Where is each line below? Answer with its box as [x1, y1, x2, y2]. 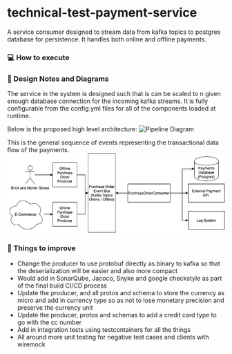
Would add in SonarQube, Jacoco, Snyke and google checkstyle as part [17, 274, 222, 282]
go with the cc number [17, 318, 82, 326]
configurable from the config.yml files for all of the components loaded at [7, 104, 216, 113]
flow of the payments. [7, 146, 70, 154]
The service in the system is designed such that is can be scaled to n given [7, 90, 221, 98]
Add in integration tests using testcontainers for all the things [17, 325, 191, 333]
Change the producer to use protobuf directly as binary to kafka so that [17, 259, 221, 268]
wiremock [17, 340, 46, 348]
